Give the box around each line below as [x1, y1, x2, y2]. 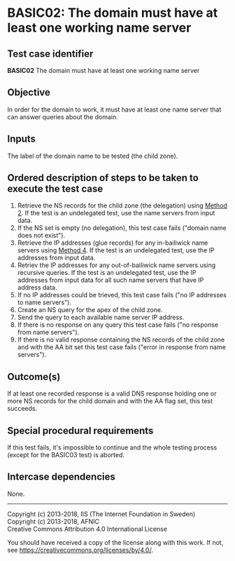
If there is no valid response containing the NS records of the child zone [17, 335, 225, 344]
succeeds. [7, 405, 37, 413]
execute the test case [7, 183, 104, 195]
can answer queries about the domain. [7, 112, 118, 121]
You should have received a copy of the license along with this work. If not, [7, 538, 224, 546]
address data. [17, 283, 57, 292]
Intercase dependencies [7, 471, 115, 483]
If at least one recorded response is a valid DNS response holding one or [7, 389, 217, 398]
